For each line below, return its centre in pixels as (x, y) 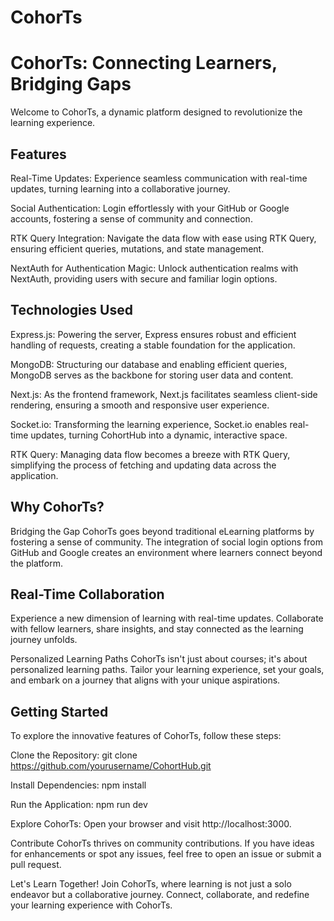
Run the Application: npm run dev (79, 805)
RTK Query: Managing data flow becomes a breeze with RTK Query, (150, 454)
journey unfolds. (44, 640)
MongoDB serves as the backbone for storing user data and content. (152, 375)
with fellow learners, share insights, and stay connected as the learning (157, 629)
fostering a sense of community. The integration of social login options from (166, 542)
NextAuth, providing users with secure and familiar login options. (144, 278)
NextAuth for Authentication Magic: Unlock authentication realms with (154, 268)
